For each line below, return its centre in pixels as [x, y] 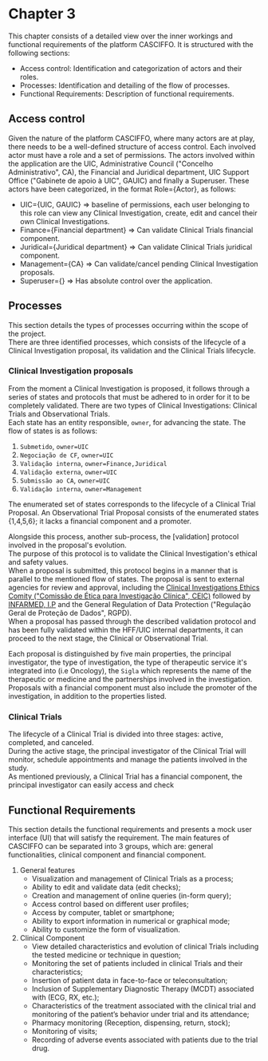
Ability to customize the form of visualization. [106, 929]
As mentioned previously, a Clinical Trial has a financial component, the [126, 777]
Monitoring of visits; [65, 1031]
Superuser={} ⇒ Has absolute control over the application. [116, 281]
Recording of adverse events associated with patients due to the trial [145, 1039]
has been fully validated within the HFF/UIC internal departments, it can [126, 629]
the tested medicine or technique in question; [106, 955]
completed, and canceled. [51, 743]
